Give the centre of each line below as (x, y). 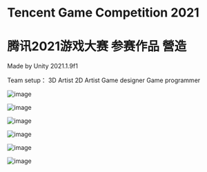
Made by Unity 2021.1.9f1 (42, 66)
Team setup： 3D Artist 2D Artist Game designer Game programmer (104, 80)
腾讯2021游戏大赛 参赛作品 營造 (97, 47)
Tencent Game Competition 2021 (103, 13)
